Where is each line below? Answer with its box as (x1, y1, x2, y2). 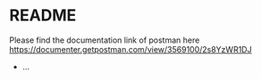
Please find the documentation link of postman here (9, 35, 200, 45)
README (9, 5, 77, 26)
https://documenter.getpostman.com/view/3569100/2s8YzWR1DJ (9, 43, 252, 54)
